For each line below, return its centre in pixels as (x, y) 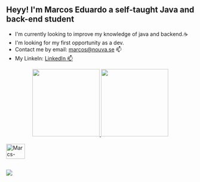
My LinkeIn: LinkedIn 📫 (44, 58)
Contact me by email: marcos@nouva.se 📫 (68, 49)
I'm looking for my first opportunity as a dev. (69, 43)
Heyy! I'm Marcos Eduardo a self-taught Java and (100, 10)
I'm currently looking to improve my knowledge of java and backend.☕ (101, 34)
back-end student (40, 19)
